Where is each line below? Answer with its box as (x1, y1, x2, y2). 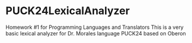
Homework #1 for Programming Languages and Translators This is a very (5, 24, 184, 31)
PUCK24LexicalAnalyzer (5, 4, 130, 18)
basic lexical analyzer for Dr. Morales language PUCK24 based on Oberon (5, 29, 186, 37)
